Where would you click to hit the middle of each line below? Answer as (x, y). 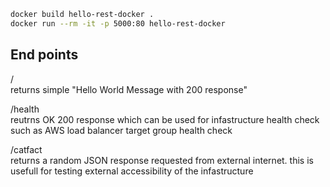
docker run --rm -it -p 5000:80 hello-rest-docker (118, 23)
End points (44, 55)
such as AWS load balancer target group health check (121, 130)
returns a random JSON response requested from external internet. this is (162, 160)
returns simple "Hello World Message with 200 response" (129, 89)
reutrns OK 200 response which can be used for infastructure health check (165, 119)
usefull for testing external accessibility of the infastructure (132, 171)
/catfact (26, 149)
